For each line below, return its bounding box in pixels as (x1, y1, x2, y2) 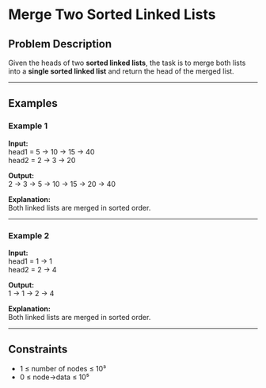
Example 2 (8, 230, 50, 241)
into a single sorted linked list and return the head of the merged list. (8, 67, 235, 76)
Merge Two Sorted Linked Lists (8, 6, 216, 24)
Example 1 (8, 120, 48, 131)
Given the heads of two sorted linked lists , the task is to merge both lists (8, 58, 246, 67)
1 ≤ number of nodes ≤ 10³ (19, 363, 107, 373)
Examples (8, 97, 58, 110)
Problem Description (8, 37, 112, 51)
